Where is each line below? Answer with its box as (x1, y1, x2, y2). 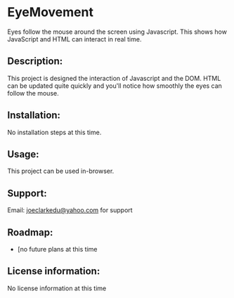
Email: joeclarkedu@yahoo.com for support (7, 206, 133, 214)
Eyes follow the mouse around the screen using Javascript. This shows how (7, 27, 227, 36)
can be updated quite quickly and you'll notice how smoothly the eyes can (7, 82, 223, 90)
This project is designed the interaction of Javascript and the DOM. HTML (7, 74, 221, 82)
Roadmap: (7, 226, 53, 238)
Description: (7, 56, 63, 67)
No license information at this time (7, 284, 107, 292)
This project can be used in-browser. (7, 167, 115, 176)
